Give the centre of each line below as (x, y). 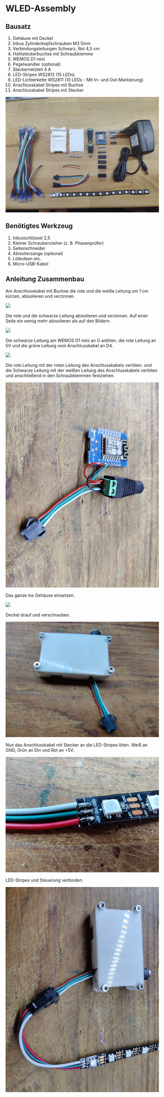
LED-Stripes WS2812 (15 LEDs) (44, 74)
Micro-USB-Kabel (30, 264)
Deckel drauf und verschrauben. (38, 615)
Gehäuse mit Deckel (33, 38)
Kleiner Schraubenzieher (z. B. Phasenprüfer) (58, 243)
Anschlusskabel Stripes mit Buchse (48, 85)
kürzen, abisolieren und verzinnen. (40, 296)
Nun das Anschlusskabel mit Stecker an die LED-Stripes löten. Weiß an (77, 745)
